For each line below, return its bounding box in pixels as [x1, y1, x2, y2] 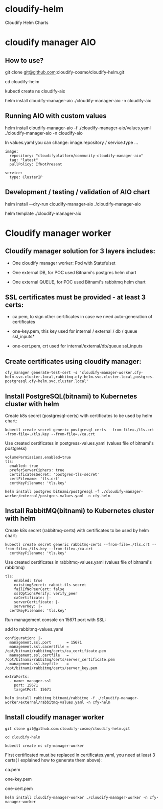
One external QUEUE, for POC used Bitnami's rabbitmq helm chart [12, 279, 146, 285]
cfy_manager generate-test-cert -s [5, 370, 78, 375]
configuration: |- [5, 635, 43, 641]
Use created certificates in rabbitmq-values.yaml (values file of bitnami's [5, 559, 152, 565]
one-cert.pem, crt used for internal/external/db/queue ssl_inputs [12, 343, 143, 349]
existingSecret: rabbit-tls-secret [14, 582, 87, 587]
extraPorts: [5, 674, 29, 679]
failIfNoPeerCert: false [14, 586, 65, 592]
